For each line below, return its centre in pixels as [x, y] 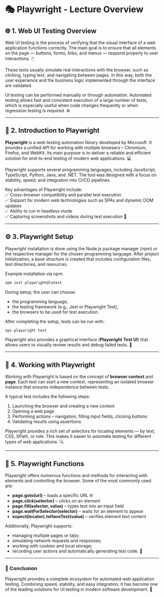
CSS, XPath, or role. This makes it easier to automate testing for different [78, 436]
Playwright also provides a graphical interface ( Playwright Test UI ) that [77, 340]
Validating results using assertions [47, 422]
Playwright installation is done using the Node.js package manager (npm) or [81, 248]
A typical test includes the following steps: [48, 397]
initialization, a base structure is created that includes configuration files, [78, 259]
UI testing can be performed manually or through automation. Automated [78, 95]
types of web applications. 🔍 [34, 442]
